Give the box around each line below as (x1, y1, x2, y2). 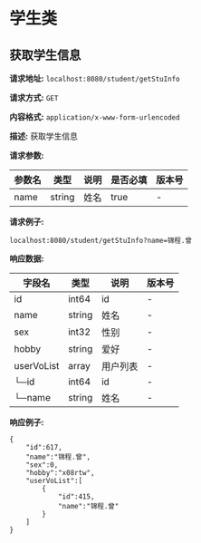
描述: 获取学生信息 (9, 131, 79, 141)
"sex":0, (25, 461, 59, 470)
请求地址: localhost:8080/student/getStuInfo (9, 73, 180, 83)
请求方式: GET (9, 92, 59, 102)
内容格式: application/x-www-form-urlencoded (9, 112, 180, 122)
